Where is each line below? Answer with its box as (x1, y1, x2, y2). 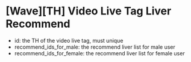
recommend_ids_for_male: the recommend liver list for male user (14, 43, 176, 51)
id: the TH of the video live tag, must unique (14, 37, 124, 44)
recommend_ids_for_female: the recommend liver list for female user (14, 49, 185, 57)
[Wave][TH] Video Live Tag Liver (5, 4, 172, 18)
